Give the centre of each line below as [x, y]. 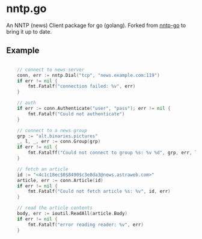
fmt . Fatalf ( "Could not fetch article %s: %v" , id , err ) [99, 192]
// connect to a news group [52, 130]
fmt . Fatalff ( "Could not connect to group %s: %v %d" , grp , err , [110, 153]
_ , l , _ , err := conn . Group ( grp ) [59, 142]
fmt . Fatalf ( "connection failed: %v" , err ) [82, 86]
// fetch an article [43, 169]
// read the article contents [55, 208]
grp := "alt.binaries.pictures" [57, 136]
